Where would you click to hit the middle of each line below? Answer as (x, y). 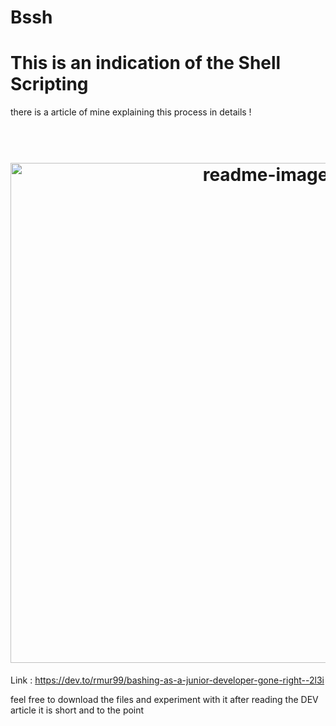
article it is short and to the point (77, 710)
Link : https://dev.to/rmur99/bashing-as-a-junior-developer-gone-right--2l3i (167, 680)
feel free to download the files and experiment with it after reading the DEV (164, 700)
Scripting (49, 84)
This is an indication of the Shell (146, 63)
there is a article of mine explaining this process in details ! (131, 112)
